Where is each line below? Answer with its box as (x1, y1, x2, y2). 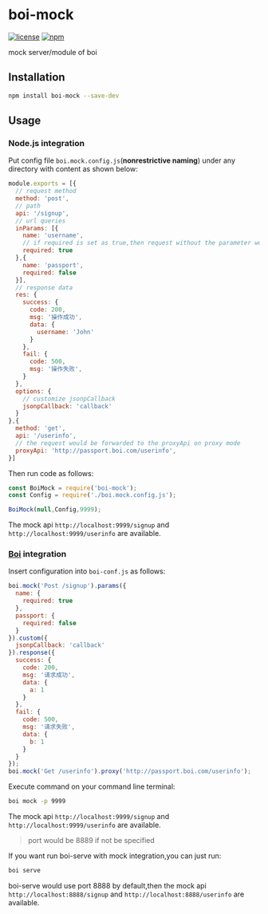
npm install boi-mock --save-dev (8, 92, 120, 100)
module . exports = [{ (8, 179, 77, 188)
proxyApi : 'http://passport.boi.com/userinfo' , (15, 447, 177, 455)
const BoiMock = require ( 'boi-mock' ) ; (8, 484, 137, 492)
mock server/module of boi (8, 47, 97, 57)
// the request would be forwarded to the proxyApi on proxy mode (15, 439, 241, 447)
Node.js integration (8, 137, 85, 148)
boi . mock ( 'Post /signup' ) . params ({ (8, 582, 127, 590)
